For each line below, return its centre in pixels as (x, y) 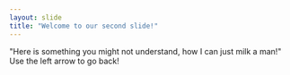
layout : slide (36, 17)
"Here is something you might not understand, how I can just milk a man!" (145, 51)
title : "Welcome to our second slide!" (84, 26)
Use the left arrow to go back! (64, 61)
